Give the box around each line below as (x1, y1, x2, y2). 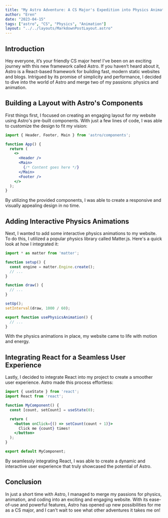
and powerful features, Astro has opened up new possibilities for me (19, 501, 161, 507)
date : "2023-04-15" (5, 17, 46, 22)
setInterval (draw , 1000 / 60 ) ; (5, 306, 70, 311)
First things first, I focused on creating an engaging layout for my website (5, 112, 156, 118)
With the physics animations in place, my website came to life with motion (5, 333, 157, 339)
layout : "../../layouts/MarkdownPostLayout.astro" (5, 26, 113, 31)
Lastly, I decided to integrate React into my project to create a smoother (5, 374, 153, 380)
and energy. (5, 339, 30, 345)
